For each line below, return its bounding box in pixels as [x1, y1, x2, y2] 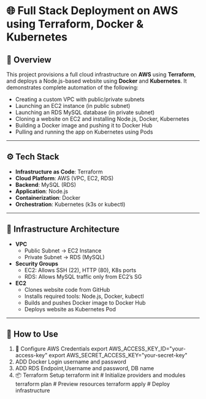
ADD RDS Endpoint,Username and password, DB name [15, 365, 154, 372]
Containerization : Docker [15, 194, 81, 201]
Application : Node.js [15, 188, 69, 195]
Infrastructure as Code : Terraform [15, 168, 103, 175]
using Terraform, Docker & [6, 17, 144, 31]
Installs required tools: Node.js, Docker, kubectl [24, 292, 144, 300]
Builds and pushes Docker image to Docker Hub [24, 298, 146, 306]
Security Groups [15, 260, 58, 267]
